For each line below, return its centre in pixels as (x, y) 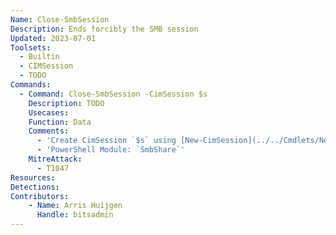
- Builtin (39, 57)
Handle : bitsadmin (75, 215)
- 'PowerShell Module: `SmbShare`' (111, 150)
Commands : (31, 85)
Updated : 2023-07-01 (53, 38)
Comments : (49, 131)
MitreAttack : (55, 159)
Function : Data (60, 122)
